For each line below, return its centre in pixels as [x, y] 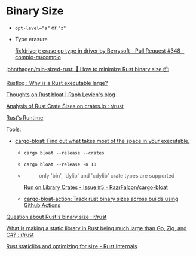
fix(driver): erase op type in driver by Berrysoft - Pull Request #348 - [99, 51]
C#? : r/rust [20, 234]
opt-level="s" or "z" [40, 28]
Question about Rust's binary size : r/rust [56, 217]
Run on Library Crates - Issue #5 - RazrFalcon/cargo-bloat [96, 187]
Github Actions [42, 205]
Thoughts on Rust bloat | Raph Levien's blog [61, 95]
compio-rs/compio [38, 57]
